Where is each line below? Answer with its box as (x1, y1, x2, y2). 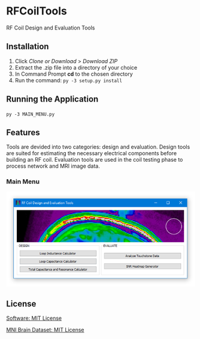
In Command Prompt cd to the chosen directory (14, 70, 133, 78)
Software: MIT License (6, 314, 62, 322)
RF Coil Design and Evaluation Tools (6, 24, 95, 31)
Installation (6, 41, 49, 52)
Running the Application (6, 94, 99, 105)
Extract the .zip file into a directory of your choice (14, 64, 138, 71)
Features (6, 127, 40, 138)
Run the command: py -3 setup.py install (14, 76, 123, 84)
